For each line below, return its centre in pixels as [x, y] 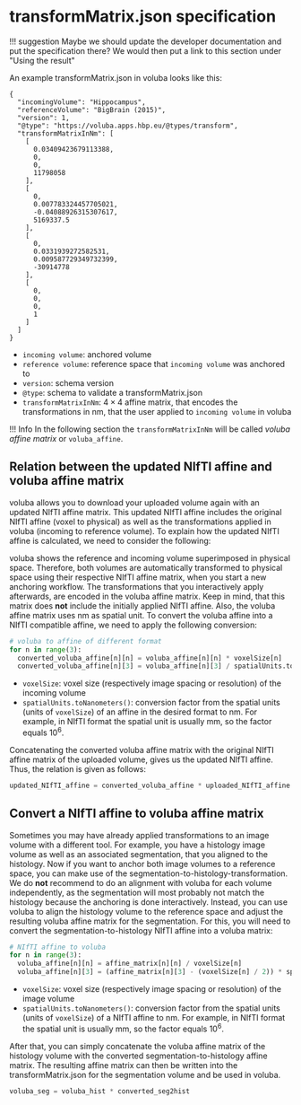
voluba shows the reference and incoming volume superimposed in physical [150, 557]
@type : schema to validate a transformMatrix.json [112, 392]
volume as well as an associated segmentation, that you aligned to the [139, 854]
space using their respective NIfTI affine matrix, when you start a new [138, 577]
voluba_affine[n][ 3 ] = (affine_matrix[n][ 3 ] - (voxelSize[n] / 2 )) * [150, 972]
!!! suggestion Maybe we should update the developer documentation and [146, 41]
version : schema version [68, 382]
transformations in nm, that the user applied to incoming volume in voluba [157, 411]
